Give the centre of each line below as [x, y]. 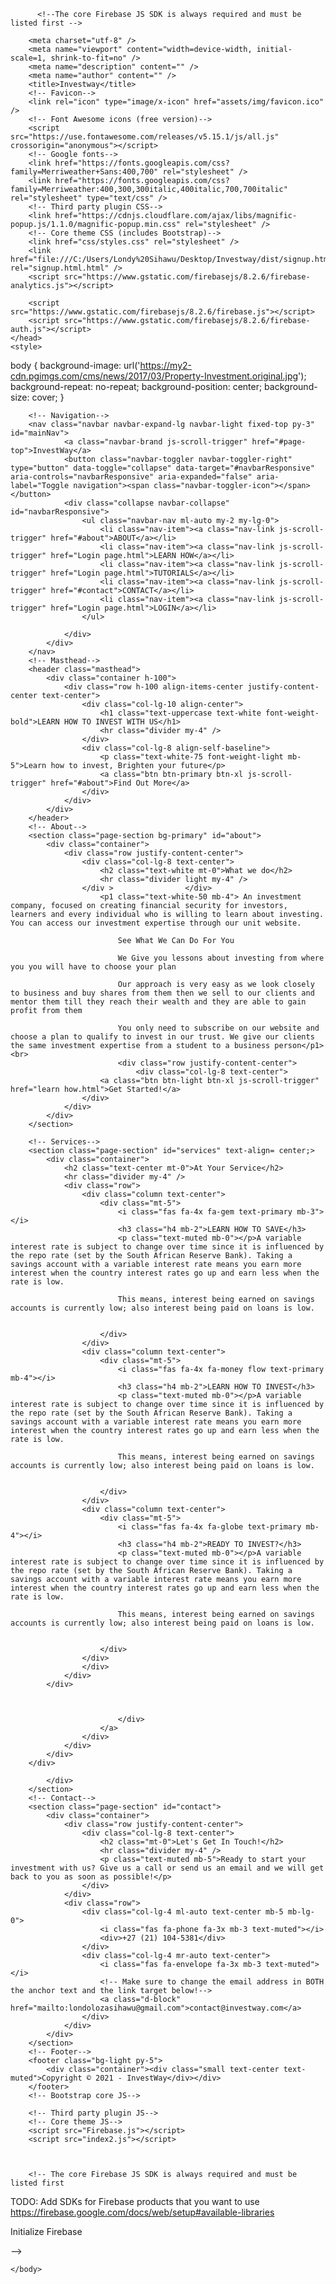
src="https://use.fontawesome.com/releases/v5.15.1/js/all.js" [145, 137]
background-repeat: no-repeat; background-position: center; [136, 386]
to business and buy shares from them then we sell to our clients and [162, 993]
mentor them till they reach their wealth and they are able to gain [158, 1002]
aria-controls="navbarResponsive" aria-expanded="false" [131, 477]
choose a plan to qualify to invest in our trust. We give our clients [162, 1037]
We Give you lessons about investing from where [221, 958]
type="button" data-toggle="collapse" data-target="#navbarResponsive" [162, 468]
